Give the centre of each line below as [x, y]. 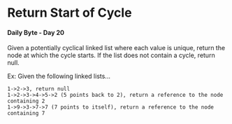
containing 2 [26, 101]
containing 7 [26, 114]
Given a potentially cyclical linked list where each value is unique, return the [116, 48]
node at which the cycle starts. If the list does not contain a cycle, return [111, 55]
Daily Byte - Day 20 [36, 32]
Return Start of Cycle [70, 13]
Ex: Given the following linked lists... [59, 76]
